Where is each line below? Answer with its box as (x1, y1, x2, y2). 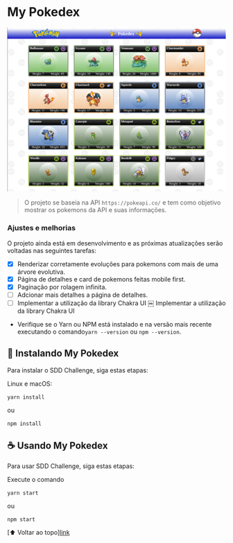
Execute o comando (7, 475, 64, 483)
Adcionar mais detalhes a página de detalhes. (17, 291, 148, 299)
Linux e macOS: (7, 379, 53, 388)
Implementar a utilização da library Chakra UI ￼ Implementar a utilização (17, 299, 226, 307)
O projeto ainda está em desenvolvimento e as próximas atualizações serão (7, 239, 223, 247)
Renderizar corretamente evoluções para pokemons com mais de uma (17, 259, 218, 268)
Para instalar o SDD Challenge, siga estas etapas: (7, 365, 148, 374)
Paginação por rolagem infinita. (17, 282, 107, 291)
